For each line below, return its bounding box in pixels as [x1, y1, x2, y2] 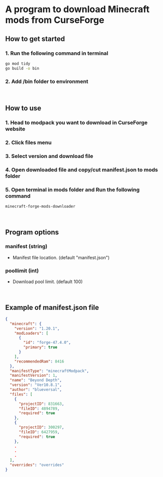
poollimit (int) [5, 267, 39, 274]
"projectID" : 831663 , [18, 401, 65, 406]
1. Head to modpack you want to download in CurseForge [5, 119, 148, 126]
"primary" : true [23, 345, 58, 350]
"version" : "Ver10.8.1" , [10, 382, 62, 388]
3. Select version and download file [5, 153, 93, 160]
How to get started [5, 34, 65, 43]
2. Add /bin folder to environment [5, 77, 88, 85]
